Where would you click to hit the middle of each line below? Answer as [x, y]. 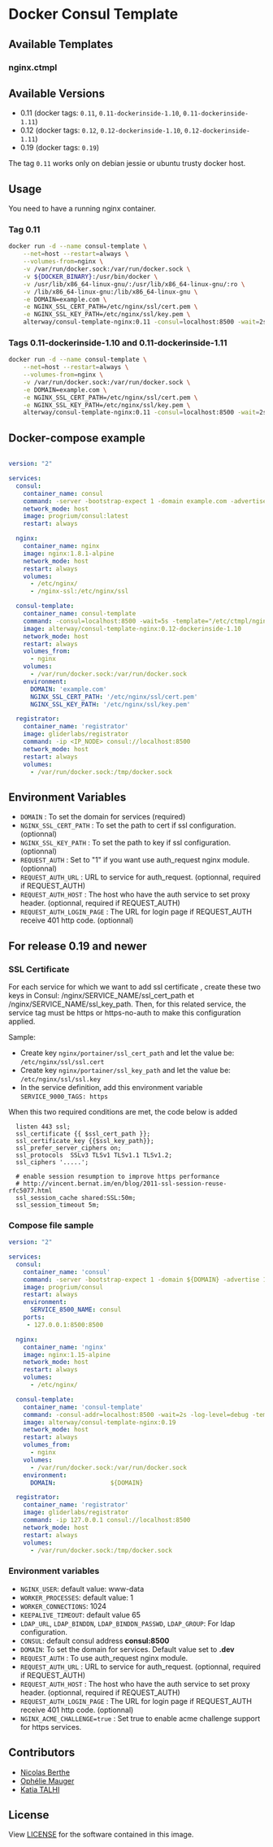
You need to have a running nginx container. [82, 209]
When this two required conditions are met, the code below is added [123, 1111]
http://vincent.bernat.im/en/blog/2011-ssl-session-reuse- [125, 1184]
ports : [34, 1318]
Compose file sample [51, 1225]
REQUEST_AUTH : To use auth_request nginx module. [104, 1658]
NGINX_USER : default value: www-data [82, 1588]
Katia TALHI [40, 1789]
